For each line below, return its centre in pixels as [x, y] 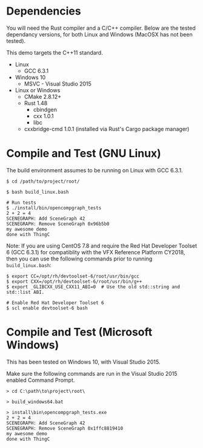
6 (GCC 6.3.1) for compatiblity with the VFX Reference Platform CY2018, [96, 252]
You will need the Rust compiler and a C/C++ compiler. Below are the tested [101, 28]
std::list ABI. [25, 292]
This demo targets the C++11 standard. [55, 52]
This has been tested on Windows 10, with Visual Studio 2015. [83, 362]
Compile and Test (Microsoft [79, 332]
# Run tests [21, 202]
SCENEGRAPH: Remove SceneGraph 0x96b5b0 [58, 224]
